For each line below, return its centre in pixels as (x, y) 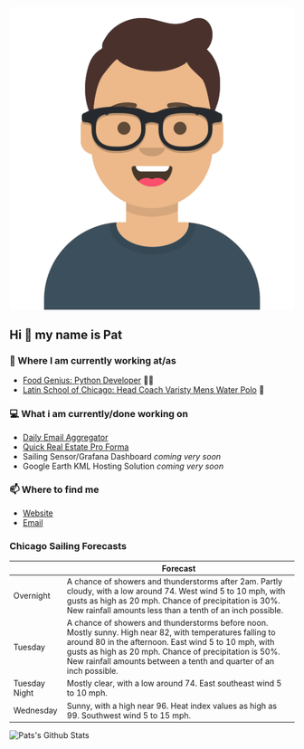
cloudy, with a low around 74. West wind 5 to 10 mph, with (176, 591)
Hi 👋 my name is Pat (66, 334)
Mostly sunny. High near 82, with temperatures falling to (171, 632)
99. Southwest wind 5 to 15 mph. (129, 715)
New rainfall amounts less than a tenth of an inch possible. (175, 610)
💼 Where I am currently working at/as (93, 360)
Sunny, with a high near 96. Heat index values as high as (172, 706)
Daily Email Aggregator (65, 437)
